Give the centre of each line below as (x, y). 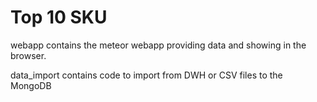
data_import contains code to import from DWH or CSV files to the (146, 75)
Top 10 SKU (59, 17)
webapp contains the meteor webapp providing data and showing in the (158, 45)
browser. (28, 55)
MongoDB (31, 85)
